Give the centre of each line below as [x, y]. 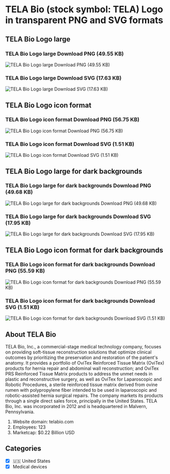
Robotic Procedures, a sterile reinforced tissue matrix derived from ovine [81, 385]
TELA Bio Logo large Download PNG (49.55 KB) [64, 54]
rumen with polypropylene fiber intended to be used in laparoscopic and [81, 390]
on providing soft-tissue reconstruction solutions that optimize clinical [78, 352]
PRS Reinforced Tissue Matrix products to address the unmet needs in [79, 373]
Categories [23, 449]
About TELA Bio [31, 334]
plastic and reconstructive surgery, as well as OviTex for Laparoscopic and [83, 379]
